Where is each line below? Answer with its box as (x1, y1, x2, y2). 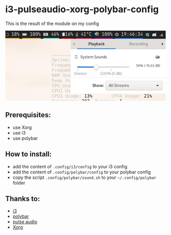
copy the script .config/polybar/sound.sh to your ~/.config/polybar (12, 174, 157, 180)
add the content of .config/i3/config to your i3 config (12, 163, 127, 169)
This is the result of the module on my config (5, 20, 99, 27)
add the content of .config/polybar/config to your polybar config (12, 169, 151, 175)
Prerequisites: (5, 111, 51, 119)
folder (12, 179, 25, 186)
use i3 (12, 129, 26, 136)
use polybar (12, 135, 38, 141)
